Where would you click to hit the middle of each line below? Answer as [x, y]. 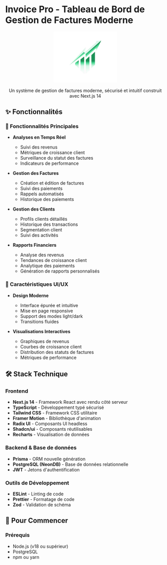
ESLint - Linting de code [38, 494]
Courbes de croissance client [51, 346]
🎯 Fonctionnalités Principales [42, 127]
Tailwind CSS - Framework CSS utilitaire [55, 413]
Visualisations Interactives [41, 331]
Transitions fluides [40, 321]
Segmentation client [41, 230]
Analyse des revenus [42, 255]
